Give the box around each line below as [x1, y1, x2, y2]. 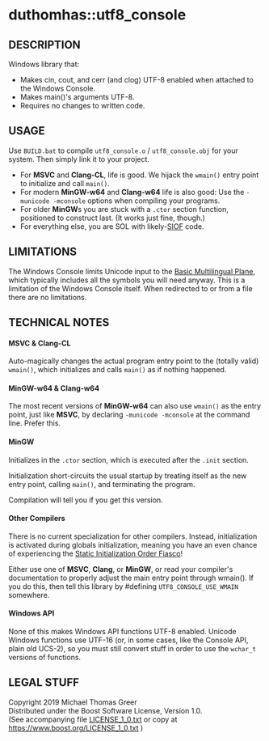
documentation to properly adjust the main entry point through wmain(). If [8, 573, 254, 582]
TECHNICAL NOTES [8, 315, 110, 329]
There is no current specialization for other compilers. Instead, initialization [8, 531, 258, 541]
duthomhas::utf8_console [8, 6, 187, 24]
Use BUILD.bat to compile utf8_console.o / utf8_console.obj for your [8, 146, 238, 155]
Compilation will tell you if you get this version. [8, 495, 163, 505]
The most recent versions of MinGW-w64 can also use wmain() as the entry [8, 401, 261, 411]
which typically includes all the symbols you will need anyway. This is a [8, 275, 246, 285]
